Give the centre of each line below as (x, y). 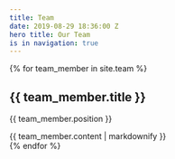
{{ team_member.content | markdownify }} (88, 136)
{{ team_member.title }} (78, 97)
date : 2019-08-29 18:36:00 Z (64, 26)
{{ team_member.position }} (61, 119)
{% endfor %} (35, 146)
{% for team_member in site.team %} (78, 69)
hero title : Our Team (50, 34)
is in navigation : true (54, 43)
